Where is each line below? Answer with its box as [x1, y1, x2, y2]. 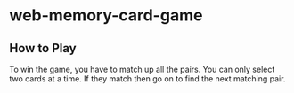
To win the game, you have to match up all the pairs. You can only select [9, 64, 275, 74]
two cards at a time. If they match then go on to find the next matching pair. [9, 74, 286, 84]
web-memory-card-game [9, 5, 203, 26]
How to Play [9, 41, 78, 56]
